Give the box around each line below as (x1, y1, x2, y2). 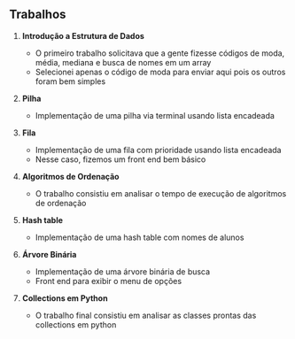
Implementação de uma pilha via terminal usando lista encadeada (35, 110, 275, 120)
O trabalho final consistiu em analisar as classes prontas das (35, 310, 257, 320)
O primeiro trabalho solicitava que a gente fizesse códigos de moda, (35, 48, 285, 58)
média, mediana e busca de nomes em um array (35, 57, 212, 67)
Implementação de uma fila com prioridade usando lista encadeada (35, 144, 282, 155)
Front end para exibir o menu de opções (35, 275, 182, 286)
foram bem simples (35, 75, 106, 87)
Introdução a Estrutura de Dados (21, 30, 144, 41)
